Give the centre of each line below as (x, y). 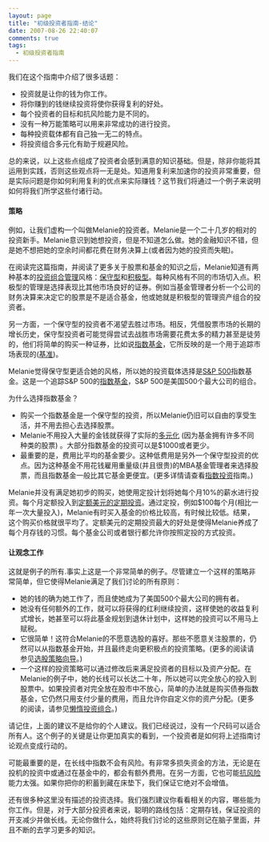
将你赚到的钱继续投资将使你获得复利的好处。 (94, 104)
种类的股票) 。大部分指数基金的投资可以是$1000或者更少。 (117, 445)
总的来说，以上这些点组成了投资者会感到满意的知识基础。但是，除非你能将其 (134, 161)
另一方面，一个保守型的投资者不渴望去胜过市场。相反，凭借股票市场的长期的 (134, 324)
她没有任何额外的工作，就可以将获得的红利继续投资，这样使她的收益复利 (139, 609)
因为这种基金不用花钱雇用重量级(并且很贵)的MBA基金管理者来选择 (143, 465)
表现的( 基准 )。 (39, 354)
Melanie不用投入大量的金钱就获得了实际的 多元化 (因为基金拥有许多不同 (137, 435)
